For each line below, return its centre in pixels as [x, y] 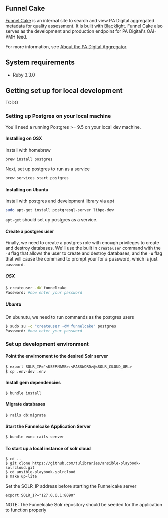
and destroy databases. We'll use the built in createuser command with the [83, 248]
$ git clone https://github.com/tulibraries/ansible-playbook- [73, 463]
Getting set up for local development [64, 91]
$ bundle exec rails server [35, 437]
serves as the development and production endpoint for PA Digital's [76, 31]
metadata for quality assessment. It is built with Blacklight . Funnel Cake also [84, 26]
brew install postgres [29, 159]
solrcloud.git [20, 468]
